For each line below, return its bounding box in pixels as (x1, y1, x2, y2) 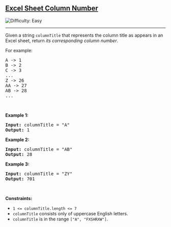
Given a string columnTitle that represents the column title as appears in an (5, 32, 163, 38)
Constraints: (5, 195, 33, 201)
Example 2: (5, 137, 30, 143)
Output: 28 (5, 151, 33, 157)
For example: (5, 47, 33, 53)
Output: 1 (5, 127, 30, 133)
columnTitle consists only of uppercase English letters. (12, 210, 128, 216)
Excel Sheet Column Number (5, 4, 98, 13)
